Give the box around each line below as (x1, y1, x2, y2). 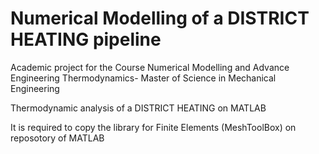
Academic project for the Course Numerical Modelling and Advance (10, 61, 290, 73)
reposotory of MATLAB (10, 132, 105, 144)
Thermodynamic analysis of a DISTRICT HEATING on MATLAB (10, 102, 267, 114)
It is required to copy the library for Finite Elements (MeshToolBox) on (10, 121, 297, 133)
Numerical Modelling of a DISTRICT (10, 7, 310, 30)
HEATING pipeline (10, 28, 162, 51)
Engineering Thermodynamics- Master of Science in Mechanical (10, 72, 277, 84)
